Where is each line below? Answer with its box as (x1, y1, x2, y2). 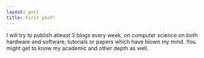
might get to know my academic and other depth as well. (6, 44, 149, 52)
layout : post (6, 9, 40, 15)
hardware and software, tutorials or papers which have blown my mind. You (6, 38, 196, 45)
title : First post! (6, 15, 56, 21)
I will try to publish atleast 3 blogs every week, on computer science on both (6, 31, 198, 38)
